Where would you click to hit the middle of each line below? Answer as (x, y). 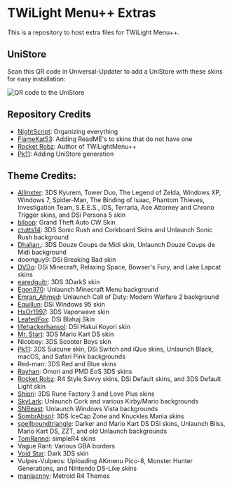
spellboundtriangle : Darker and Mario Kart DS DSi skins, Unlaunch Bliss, (121, 424)
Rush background (43, 237)
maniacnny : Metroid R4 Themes (63, 476)
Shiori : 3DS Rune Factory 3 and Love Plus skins (86, 394)
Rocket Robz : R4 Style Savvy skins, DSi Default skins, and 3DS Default (119, 379)
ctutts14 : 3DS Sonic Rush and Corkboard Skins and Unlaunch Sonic (115, 230)
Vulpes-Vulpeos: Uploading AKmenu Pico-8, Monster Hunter (105, 461)
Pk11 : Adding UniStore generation (66, 154)
